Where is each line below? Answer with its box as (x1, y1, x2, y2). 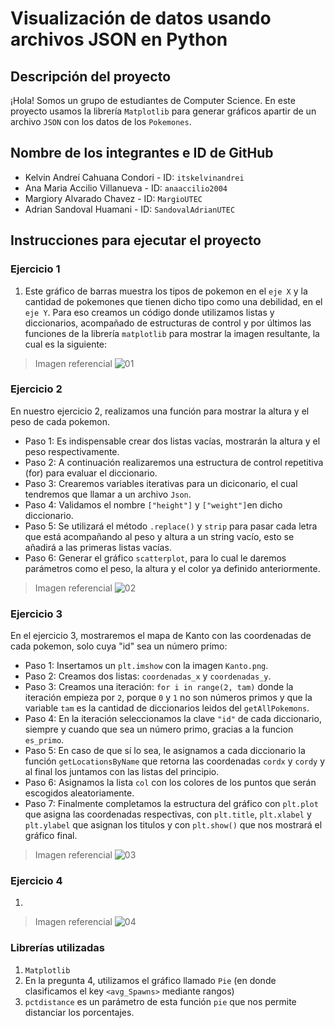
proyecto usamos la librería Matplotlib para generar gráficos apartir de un (10, 105, 317, 117)
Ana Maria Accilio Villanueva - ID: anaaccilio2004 (24, 182, 228, 194)
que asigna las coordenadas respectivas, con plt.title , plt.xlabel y (24, 808, 312, 821)
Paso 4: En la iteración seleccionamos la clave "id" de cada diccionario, (24, 713, 322, 725)
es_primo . (24, 734, 65, 746)
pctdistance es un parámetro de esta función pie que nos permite (24, 995, 297, 1007)
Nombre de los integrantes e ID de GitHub (10, 145, 274, 162)
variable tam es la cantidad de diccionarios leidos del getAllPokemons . (24, 702, 310, 714)
